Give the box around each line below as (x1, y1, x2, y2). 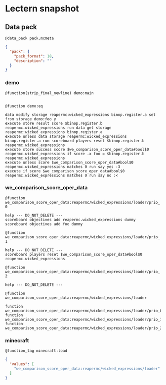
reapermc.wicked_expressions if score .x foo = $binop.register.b (5, 151, 145, 156)
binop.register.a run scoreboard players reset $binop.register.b (5, 138, 145, 143)
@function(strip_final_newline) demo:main (5, 90, 94, 96)
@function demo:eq (5, 104, 43, 109)
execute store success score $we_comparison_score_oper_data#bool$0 (5, 147, 149, 152)
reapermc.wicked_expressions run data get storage (5, 125, 112, 130)
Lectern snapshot (5, 3, 79, 14)
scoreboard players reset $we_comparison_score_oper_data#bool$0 (5, 252, 142, 257)
